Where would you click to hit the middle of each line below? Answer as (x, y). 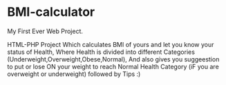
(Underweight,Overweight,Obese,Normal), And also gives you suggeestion (113, 59)
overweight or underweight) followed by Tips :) (74, 74)
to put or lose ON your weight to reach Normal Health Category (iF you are (113, 66)
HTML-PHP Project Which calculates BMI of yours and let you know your (111, 44)
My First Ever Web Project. (45, 31)
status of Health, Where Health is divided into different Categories (101, 52)
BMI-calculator (51, 12)
